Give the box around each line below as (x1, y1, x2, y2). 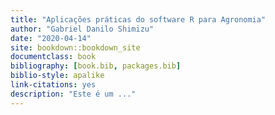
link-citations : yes (10, 80, 97, 90)
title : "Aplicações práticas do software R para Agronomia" (10, 14, 267, 25)
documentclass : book (10, 52, 97, 62)
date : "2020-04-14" (10, 33, 92, 43)
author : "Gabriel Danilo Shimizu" (10, 24, 155, 34)
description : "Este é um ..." (10, 89, 137, 99)
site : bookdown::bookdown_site (10, 42, 141, 53)
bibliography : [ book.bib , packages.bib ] (10, 61, 182, 71)
